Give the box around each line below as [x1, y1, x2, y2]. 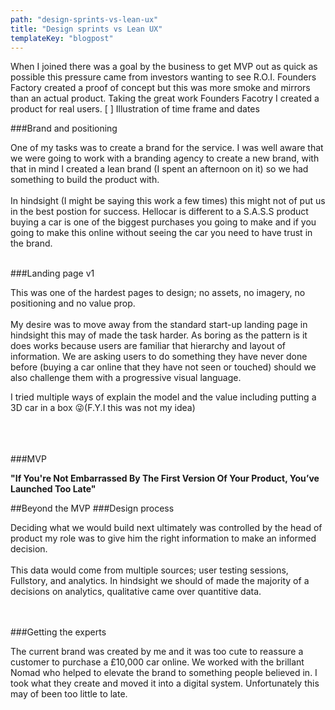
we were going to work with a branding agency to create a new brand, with [10, 152, 320, 165]
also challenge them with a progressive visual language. [10, 372, 242, 384]
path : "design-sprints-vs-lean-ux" [10, 14, 159, 25]
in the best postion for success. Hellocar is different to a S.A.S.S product [10, 206, 309, 218]
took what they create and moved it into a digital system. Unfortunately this [10, 677, 320, 690]
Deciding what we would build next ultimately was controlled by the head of [10, 522, 323, 534]
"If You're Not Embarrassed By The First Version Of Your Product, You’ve [10, 472, 320, 485]
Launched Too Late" [10, 483, 97, 495]
